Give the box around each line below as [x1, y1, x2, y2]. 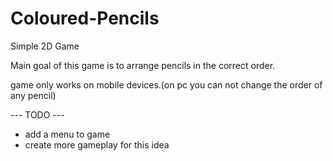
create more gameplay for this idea [24, 138, 170, 151]
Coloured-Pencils [10, 7, 160, 30]
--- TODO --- [10, 108, 65, 121]
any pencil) [10, 89, 57, 101]
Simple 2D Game [10, 40, 80, 52]
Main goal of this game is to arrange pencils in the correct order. [10, 59, 276, 71]
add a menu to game [24, 128, 111, 140]
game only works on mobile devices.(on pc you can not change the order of [10, 78, 323, 91]
